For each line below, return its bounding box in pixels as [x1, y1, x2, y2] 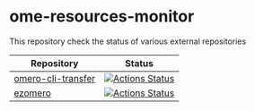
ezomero [13, 87, 51, 99]
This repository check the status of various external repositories [9, 36, 247, 47]
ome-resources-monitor [9, 6, 195, 27]
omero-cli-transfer [13, 72, 96, 84]
